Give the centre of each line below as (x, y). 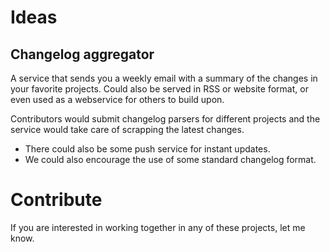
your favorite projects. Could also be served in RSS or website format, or (159, 89)
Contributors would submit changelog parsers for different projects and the (165, 119)
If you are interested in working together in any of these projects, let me (158, 227)
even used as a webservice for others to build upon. (117, 99)
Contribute (56, 200)
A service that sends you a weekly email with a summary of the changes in (164, 78)
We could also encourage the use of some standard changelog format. (170, 159)
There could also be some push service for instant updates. (147, 149)
